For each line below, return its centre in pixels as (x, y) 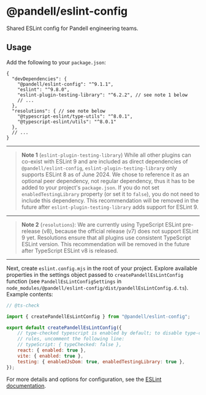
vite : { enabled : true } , (51, 356)
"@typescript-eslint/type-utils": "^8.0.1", (75, 116)
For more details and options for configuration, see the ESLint (84, 379)
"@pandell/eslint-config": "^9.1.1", (66, 84)
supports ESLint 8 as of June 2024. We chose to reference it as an (105, 174)
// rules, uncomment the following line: (71, 339)
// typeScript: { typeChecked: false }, (70, 345)
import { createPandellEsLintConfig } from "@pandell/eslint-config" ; (98, 317)
